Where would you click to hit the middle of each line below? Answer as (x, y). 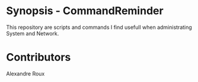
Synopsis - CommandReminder (85, 11)
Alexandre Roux (25, 73)
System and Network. (33, 33)
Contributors (39, 58)
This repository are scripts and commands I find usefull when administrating (99, 27)
